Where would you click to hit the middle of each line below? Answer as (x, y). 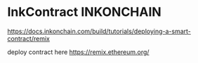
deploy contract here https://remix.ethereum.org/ (78, 52)
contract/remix (29, 38)
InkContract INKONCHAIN (84, 12)
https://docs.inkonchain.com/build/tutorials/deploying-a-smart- (99, 31)
